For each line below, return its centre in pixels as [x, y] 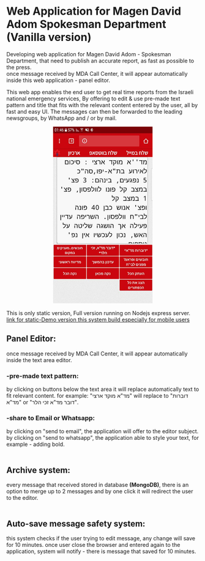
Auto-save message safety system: [76, 523]
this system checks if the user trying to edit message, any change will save [101, 538]
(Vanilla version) [49, 37]
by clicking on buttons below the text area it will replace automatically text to [103, 389]
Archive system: [38, 470]
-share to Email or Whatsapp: [51, 418]
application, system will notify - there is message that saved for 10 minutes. [101, 551]
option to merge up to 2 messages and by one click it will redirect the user [100, 491]
